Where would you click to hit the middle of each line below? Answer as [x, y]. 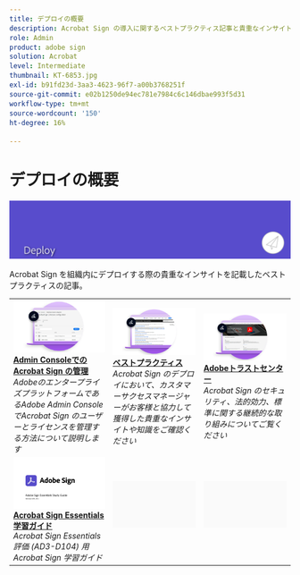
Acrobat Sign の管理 [51, 370]
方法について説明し [56, 437]
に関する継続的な [243, 413]
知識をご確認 [160, 430]
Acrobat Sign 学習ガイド [58, 558]
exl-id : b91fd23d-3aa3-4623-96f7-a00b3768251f [97, 85]
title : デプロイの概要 [47, 19]
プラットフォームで [56, 393]
